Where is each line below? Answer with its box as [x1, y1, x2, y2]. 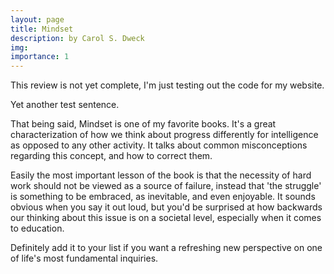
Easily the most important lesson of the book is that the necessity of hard [10, 169, 312, 181]
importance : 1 [10, 52, 70, 62]
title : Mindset [10, 24, 74, 34]
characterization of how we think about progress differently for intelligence [10, 129, 319, 141]
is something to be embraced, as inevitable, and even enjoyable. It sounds [10, 191, 316, 203]
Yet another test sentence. [10, 99, 120, 111]
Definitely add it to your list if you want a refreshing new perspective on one [10, 242, 323, 254]
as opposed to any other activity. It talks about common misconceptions [10, 139, 308, 151]
